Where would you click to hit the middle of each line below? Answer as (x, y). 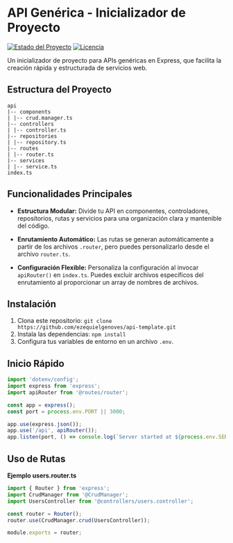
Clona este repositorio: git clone (64, 321)
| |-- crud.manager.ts (40, 118)
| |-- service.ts (32, 166)
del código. (33, 226)
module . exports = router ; (44, 533)
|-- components (29, 112)
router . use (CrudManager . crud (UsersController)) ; (79, 520)
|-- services (26, 160)
